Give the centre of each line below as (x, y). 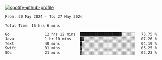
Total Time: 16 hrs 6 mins (33, 25)
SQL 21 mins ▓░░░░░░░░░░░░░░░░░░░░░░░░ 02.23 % (81, 53)
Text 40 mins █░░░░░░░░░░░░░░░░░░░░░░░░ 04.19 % (81, 44)
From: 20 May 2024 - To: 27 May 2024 (44, 17)
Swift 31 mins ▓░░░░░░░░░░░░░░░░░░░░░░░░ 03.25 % (81, 48)
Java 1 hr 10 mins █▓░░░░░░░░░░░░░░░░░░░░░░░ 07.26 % (81, 39)
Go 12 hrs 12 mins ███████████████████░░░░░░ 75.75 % (81, 34)
